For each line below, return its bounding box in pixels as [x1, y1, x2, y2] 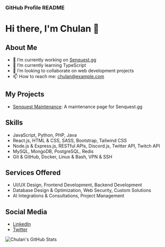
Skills [5, 118, 23, 127]
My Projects [5, 90, 44, 98]
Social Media [5, 207, 48, 216]
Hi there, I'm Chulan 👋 [5, 23, 100, 35]
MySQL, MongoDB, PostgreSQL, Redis [12, 148, 94, 154]
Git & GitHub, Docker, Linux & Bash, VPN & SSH [12, 154, 112, 160]
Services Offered [5, 168, 61, 177]
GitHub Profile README [5, 4, 65, 11]
